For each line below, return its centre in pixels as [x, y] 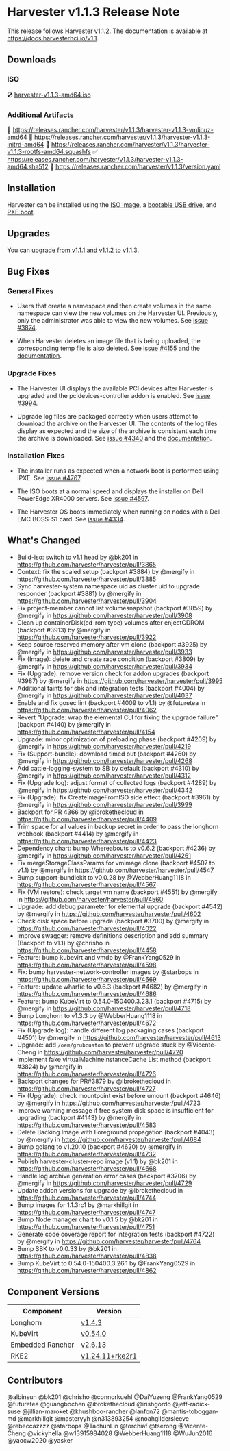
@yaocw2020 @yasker [40, 1441]
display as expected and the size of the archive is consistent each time [117, 431]
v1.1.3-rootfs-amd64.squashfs [49, 151]
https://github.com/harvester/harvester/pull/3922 [87, 637]
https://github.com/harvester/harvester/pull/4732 [86, 1154]
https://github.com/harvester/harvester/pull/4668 [87, 1168]
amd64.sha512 [28, 166]
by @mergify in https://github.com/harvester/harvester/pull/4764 [108, 1241]
